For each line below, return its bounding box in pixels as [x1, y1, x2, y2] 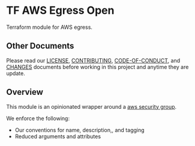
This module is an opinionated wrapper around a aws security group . [6, 103, 177, 110]
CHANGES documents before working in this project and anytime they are [6, 63, 189, 70]
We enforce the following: [6, 115, 70, 122]
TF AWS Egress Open [6, 4, 115, 17]
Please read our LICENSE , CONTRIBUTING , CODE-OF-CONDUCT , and [6, 56, 181, 64]
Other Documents [6, 41, 74, 51]
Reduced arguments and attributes [14, 133, 101, 140]
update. [6, 70, 25, 77]
